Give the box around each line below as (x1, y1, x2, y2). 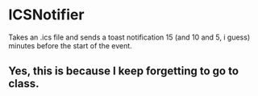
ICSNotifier (8, 6, 85, 24)
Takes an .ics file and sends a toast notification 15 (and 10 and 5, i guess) (8, 32, 251, 42)
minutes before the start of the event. (8, 40, 133, 50)
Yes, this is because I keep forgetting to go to (8, 65, 239, 78)
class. (8, 77, 40, 90)
